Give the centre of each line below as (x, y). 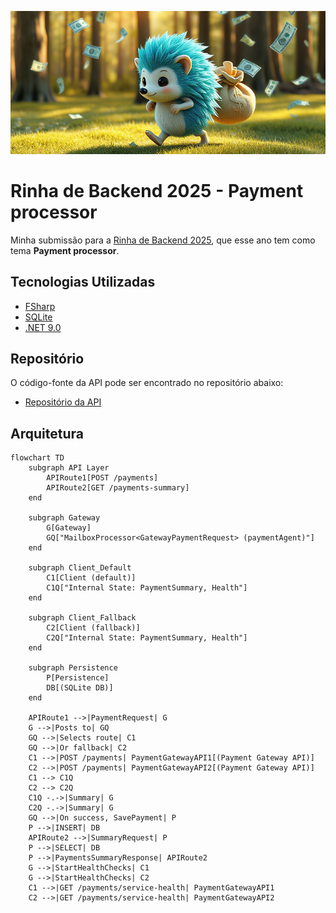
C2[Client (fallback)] (93, 628)
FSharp (40, 306)
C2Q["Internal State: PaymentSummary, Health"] (147, 638)
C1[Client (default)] (91, 578)
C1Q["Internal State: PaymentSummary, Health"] (147, 588)
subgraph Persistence (73, 668)
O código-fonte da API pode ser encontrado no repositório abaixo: (147, 383)
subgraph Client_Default (80, 568)
